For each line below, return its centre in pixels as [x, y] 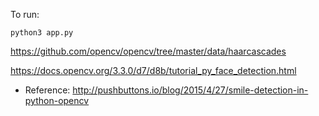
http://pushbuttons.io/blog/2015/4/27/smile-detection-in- [190, 90]
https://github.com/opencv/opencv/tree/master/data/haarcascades [148, 51]
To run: [25, 14]
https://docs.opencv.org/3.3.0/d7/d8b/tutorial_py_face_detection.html [153, 70]
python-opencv [57, 100]
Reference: [47, 90]
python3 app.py [42, 33]
